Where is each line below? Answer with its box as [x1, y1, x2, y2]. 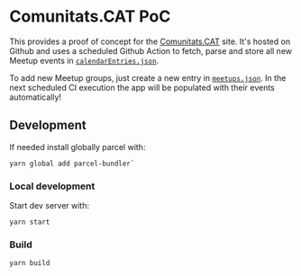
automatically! [9, 92, 61, 102]
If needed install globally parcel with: [9, 141, 146, 152]
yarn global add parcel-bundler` [9, 159, 135, 168]
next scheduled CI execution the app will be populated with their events [9, 82, 275, 93]
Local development [9, 180, 96, 192]
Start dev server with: [9, 200, 90, 211]
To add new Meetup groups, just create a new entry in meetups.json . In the [9, 72, 287, 83]
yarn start [9, 218, 50, 227]
